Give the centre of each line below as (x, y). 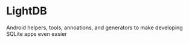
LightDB (27, 11)
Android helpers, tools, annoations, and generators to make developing (94, 27)
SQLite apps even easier (37, 33)
